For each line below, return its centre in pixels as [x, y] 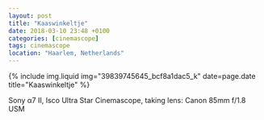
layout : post [30, 16]
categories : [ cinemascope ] [54, 38]
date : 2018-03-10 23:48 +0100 [59, 31]
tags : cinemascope [39, 46]
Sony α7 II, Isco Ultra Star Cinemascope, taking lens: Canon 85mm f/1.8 [127, 100]
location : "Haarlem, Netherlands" [67, 53]
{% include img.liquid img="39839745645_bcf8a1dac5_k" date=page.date [132, 76]
